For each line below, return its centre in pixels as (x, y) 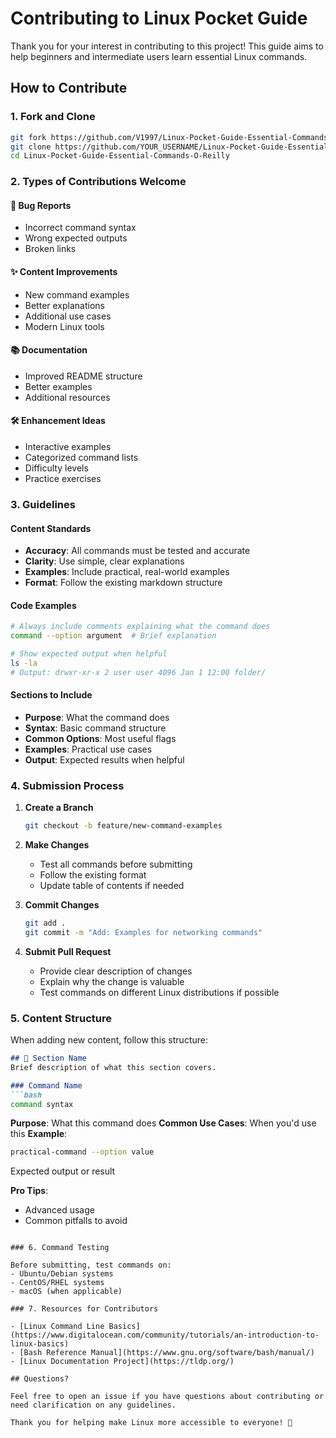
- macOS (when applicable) (66, 1292)
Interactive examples (68, 446)
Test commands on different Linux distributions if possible (159, 992)
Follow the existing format (93, 875)
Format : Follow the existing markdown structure (123, 583)
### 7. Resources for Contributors (84, 1309)
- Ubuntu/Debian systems (62, 1274)
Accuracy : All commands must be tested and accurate (137, 551)
